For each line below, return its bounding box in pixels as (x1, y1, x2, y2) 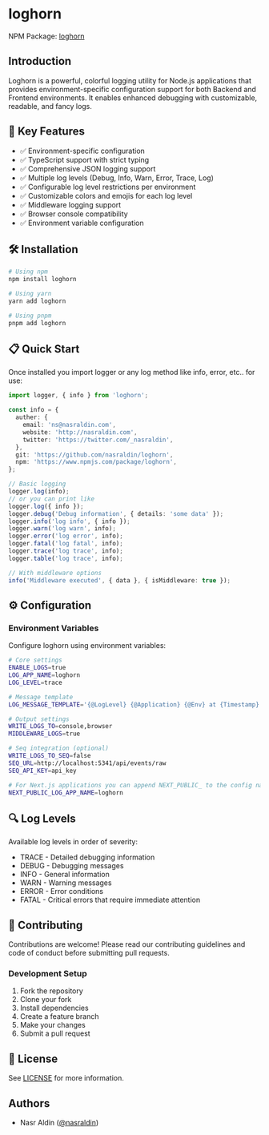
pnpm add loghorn (8, 319, 66, 327)
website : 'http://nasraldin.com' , (22, 428, 138, 437)
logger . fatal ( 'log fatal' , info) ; (8, 540, 124, 548)
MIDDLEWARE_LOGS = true (8, 730, 81, 738)
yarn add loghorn (8, 297, 66, 305)
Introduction (8, 54, 72, 68)
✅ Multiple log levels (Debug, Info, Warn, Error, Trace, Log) (19, 173, 215, 183)
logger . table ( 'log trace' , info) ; (8, 554, 124, 562)
